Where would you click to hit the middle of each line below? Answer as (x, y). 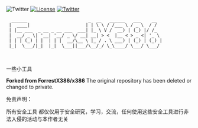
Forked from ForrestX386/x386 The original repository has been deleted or (99, 81)
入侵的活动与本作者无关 (40, 119)
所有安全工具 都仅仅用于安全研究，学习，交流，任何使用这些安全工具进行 (95, 111)
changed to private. (30, 87)
